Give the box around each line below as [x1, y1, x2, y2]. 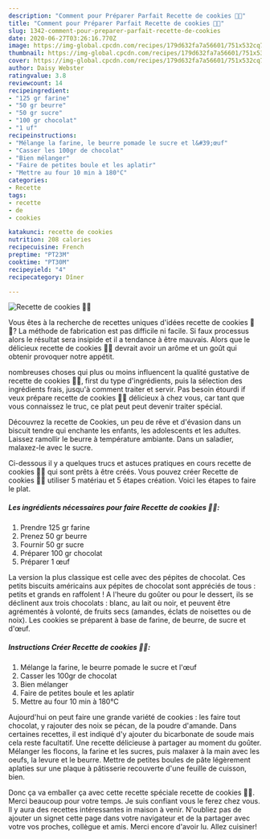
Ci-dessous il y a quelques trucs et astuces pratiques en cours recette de [8, 459, 252, 468]
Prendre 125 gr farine [19, 523, 91, 533]
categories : [8, 176, 48, 185]
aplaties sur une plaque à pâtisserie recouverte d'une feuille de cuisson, [8, 763, 247, 773]
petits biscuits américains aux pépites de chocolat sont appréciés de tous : [8, 581, 256, 591]
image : [8, 42, 31, 50]
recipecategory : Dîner [8, 273, 84, 282]
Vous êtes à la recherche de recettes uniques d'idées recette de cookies [8, 318, 248, 327]
